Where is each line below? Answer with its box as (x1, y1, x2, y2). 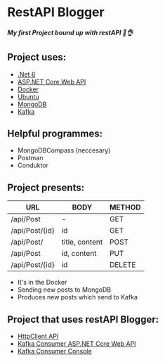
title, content (61, 237, 103, 247)
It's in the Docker (17, 278, 67, 287)
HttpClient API (17, 332, 59, 341)
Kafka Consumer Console (17, 347, 93, 356)
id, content (61, 249, 97, 259)
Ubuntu (17, 92, 40, 101)
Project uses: (7, 51, 67, 63)
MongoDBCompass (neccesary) (17, 146, 111, 155)
